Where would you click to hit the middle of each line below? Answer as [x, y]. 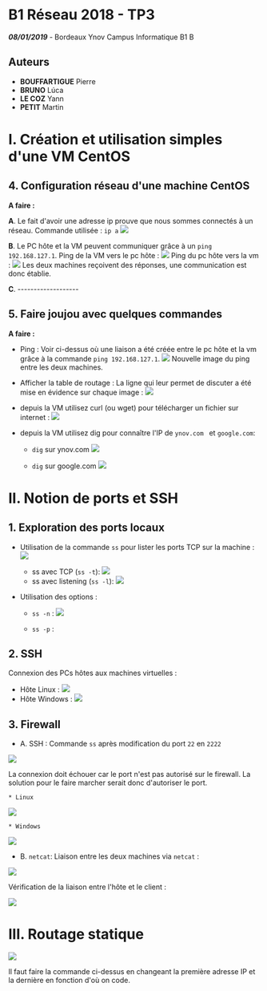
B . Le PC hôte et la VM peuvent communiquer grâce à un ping [110, 245]
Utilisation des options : [58, 597]
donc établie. [30, 273]
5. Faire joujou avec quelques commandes [115, 314]
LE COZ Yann [42, 99]
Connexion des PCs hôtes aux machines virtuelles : [93, 673]
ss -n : [43, 613]
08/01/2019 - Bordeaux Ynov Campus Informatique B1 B [101, 37]
